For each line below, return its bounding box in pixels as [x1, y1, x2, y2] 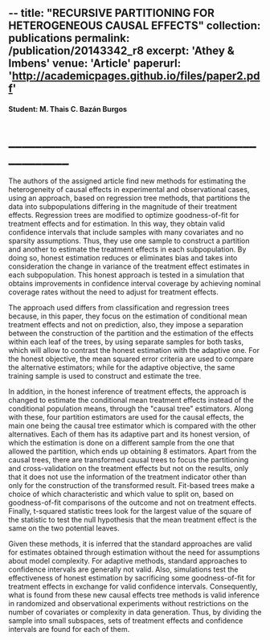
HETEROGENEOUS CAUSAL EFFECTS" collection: [8, 19, 261, 33]
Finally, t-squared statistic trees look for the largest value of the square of [8, 506, 252, 515]
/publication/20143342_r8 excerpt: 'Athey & [8, 44, 235, 58]
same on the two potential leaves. [8, 523, 121, 533]
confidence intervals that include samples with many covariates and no [8, 227, 244, 236]
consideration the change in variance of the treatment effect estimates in [8, 261, 250, 271]
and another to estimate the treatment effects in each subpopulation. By [8, 244, 247, 254]
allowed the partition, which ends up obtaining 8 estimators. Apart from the [8, 446, 257, 456]
